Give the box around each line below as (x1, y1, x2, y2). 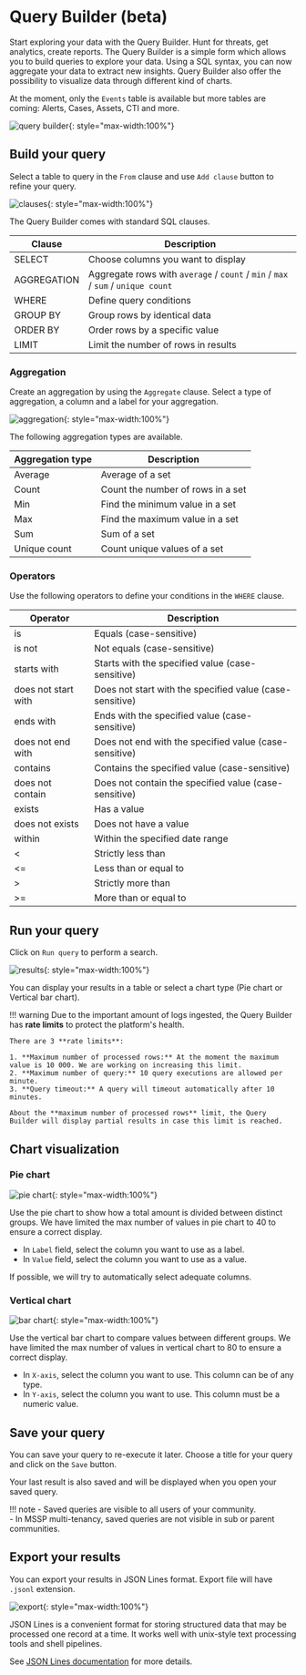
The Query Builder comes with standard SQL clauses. (9, 216, 211, 227)
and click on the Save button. (9, 1458, 117, 1469)
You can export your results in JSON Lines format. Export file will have (9, 1574, 273, 1585)
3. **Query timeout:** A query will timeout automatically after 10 (9, 1084, 275, 1094)
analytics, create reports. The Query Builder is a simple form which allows (9, 46, 287, 57)
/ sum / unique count (87, 279, 173, 292)
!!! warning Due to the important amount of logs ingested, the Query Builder (9, 1010, 293, 1021)
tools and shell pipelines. (9, 1638, 103, 1649)
